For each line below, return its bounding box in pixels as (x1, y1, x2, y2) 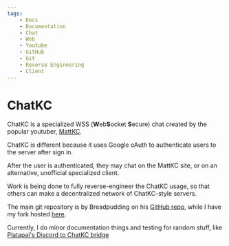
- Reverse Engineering (19, 61, 85, 68)
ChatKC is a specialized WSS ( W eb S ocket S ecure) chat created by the (7, 120, 208, 128)
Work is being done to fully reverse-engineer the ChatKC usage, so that (7, 182, 210, 190)
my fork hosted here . (7, 210, 67, 218)
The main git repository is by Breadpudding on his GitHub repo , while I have (7, 203, 222, 211)
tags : (7, 10, 23, 17)
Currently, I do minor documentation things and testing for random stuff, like (7, 223, 223, 232)
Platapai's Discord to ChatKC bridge (7, 231, 109, 239)
